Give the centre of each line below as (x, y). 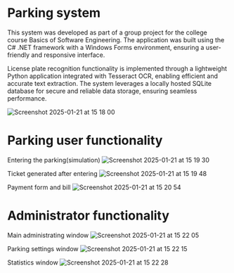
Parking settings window (43, 248)
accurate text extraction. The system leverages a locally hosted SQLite (110, 83)
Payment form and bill (39, 187)
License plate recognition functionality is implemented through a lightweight (117, 68)
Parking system (54, 13)
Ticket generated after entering (52, 173)
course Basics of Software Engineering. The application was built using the (116, 39)
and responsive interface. (68, 55)
